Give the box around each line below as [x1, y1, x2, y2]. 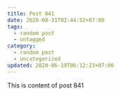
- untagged [13, 36, 45, 43]
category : [7, 42, 36, 49]
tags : [7, 23, 23, 30]
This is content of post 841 [7, 81, 84, 89]
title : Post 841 [7, 10, 55, 17]
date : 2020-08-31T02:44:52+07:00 [7, 17, 105, 24]
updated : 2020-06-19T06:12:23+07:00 [7, 62, 114, 69]
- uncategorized [13, 56, 61, 63]
